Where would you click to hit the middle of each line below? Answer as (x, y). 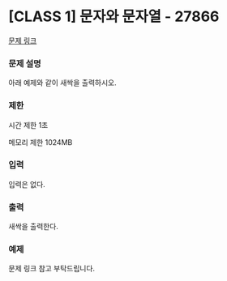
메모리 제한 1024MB (41, 142)
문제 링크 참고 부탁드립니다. (52, 269)
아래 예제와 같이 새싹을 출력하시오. (62, 83)
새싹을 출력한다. (34, 227)
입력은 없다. (27, 184)
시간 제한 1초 (28, 125)
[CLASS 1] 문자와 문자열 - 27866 (114, 17)
